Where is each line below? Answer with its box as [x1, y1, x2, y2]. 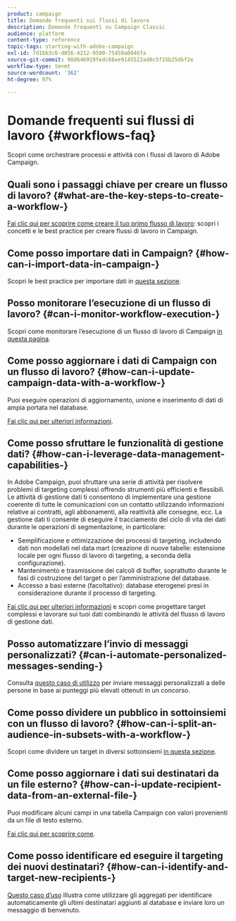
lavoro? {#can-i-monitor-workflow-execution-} [7, 308, 221, 321]
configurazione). [17, 559, 66, 567]
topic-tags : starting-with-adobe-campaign [7, 43, 134, 50]
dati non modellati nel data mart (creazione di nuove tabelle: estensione [17, 544, 225, 552]
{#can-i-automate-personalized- [78, 649, 228, 661]
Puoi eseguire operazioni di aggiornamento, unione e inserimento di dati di [7, 395, 223, 404]
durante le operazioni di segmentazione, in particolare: [7, 523, 166, 531]
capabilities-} [7, 459, 69, 471]
